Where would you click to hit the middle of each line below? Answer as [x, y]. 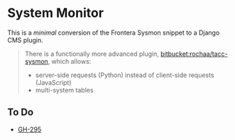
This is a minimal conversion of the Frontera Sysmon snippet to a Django [114, 33]
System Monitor [56, 13]
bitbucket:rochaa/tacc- [195, 54]
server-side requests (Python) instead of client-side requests [125, 75]
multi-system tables [64, 90]
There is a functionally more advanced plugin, [92, 54]
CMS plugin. [26, 40]
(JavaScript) [54, 82]
